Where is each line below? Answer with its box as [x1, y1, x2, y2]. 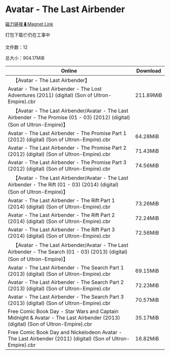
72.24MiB [135, 215, 159, 222]
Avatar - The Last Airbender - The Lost [8, 85, 102, 92]
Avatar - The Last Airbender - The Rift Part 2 [8, 211, 115, 219]
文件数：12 [5, 44, 28, 50]
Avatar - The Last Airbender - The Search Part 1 [8, 264, 124, 271]
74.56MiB [135, 162, 159, 169]
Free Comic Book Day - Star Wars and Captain [8, 308, 119, 315]
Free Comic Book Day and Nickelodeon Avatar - [8, 329, 122, 336]
